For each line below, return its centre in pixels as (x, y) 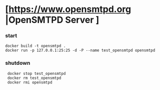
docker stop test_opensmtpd (36, 73)
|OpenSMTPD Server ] (52, 20)
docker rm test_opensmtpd (34, 78)
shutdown (18, 63)
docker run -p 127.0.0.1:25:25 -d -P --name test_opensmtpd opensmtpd (80, 51)
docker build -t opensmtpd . (35, 46)
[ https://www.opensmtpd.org (68, 9)
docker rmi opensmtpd (30, 82)
